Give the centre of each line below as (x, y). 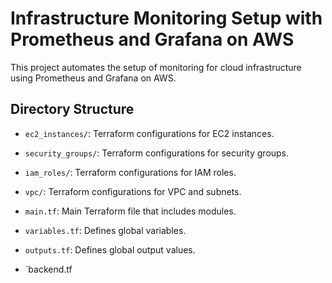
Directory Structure (72, 109)
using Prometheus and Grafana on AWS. (93, 78)
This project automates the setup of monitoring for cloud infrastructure (156, 67)
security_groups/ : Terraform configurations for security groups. (157, 153)
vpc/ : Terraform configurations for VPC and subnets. (133, 191)
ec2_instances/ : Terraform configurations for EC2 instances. (149, 133)
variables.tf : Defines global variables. (105, 230)
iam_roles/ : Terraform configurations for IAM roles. (130, 172)
